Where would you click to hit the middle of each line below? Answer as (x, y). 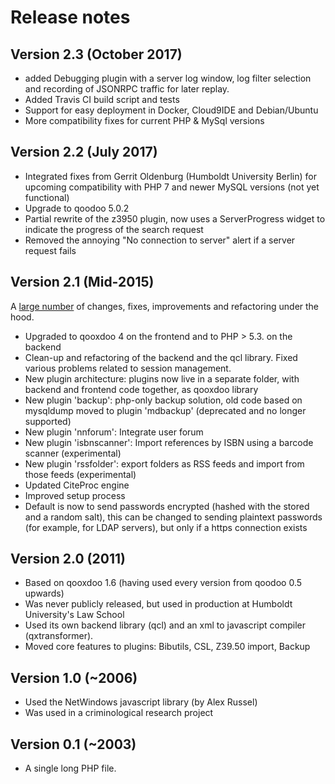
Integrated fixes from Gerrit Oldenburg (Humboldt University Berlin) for (170, 176)
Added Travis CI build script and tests (102, 99)
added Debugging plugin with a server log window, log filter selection (168, 78)
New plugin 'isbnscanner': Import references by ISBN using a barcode (169, 442)
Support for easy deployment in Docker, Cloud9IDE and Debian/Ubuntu (171, 110)
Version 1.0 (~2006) (74, 677)
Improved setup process (75, 495)
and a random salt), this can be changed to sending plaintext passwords (173, 517)
